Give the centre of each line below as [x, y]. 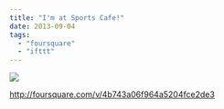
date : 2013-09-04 [43, 26]
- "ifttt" [36, 52]
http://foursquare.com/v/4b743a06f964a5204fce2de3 [112, 94]
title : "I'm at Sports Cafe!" [67, 18]
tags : [20, 35]
